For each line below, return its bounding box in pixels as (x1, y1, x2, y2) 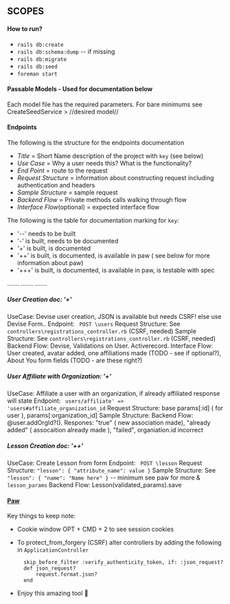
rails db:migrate (16, 56, 67, 63)
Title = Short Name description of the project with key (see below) (16, 152, 204, 160)
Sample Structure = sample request (16, 188, 118, 197)
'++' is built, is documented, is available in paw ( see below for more (16, 251, 211, 260)
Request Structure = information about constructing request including (16, 174, 214, 181)
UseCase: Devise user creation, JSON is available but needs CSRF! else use (7, 312, 222, 320)
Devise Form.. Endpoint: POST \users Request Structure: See (7, 320, 181, 328)
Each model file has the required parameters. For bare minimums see (7, 100, 203, 109)
